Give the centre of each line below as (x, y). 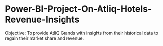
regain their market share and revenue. (45, 38)
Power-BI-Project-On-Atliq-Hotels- (79, 9)
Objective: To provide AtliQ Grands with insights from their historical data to (82, 33)
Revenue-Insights (42, 19)
